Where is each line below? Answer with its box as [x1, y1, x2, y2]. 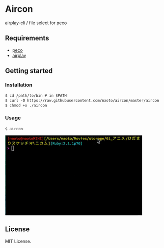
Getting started [5, 67, 53, 75]
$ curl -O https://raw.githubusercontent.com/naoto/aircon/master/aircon [5, 98, 160, 103]
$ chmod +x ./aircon [5, 103, 48, 108]
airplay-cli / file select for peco [5, 20, 67, 26]
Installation [5, 81, 33, 88]
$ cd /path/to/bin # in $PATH [5, 93, 67, 98]
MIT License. [5, 238, 31, 244]
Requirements [5, 34, 49, 42]
